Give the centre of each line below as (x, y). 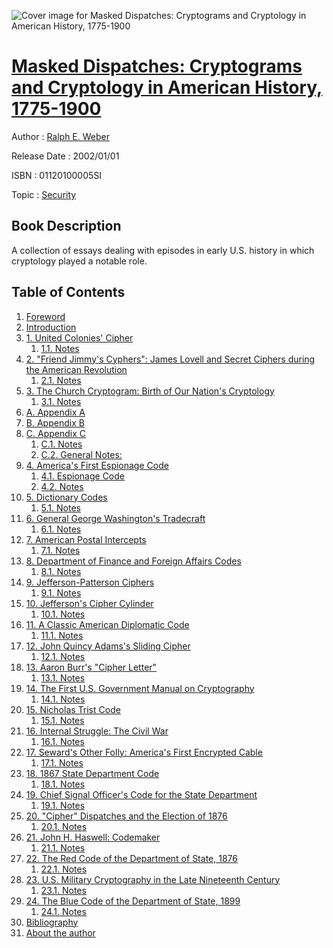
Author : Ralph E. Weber (60, 136)
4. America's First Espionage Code (97, 465)
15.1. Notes (62, 720)
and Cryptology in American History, (167, 87)
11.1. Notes (62, 635)
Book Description (66, 226)
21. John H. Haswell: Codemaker (93, 837)
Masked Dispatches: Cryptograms (157, 66)
